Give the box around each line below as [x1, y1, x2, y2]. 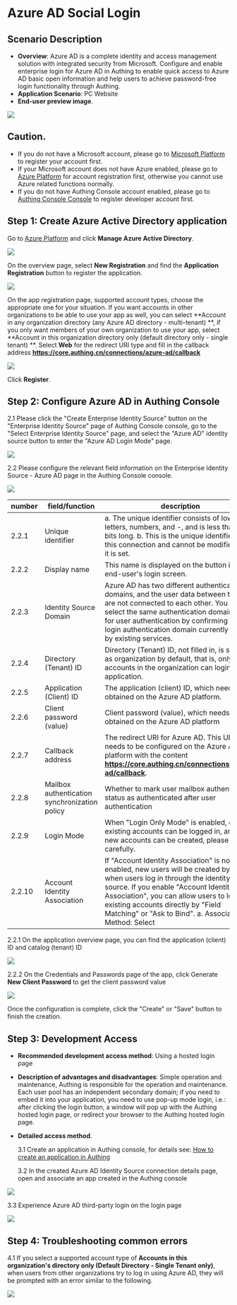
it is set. [104, 548, 130, 558]
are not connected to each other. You [104, 598, 228, 608]
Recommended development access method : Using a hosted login [17, 1052, 215, 1060]
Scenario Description [7, 33, 102, 45]
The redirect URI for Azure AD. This [104, 732, 221, 742]
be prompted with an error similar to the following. [7, 1276, 153, 1285]
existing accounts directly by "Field [104, 900, 221, 910]
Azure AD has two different [104, 580, 195, 590]
